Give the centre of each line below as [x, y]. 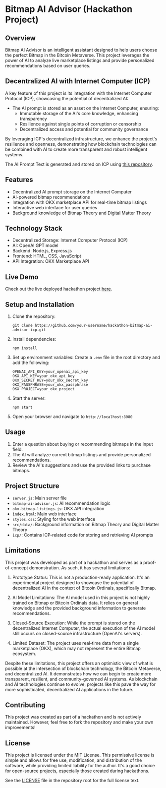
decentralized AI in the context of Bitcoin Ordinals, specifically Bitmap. [84, 588]
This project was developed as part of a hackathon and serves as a [74, 562]
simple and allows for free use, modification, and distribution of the [74, 760]
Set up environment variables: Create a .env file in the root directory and [86, 358]
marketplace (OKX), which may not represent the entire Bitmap [77, 648]
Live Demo [22, 277]
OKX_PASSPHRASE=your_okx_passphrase [50, 385]
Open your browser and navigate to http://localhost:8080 [72, 417]
